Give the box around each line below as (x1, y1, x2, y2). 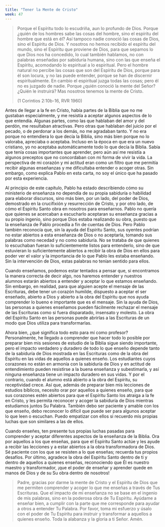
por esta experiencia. (5, 175, 48, 181)
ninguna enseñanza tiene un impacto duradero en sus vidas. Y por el (5, 371, 145, 377)
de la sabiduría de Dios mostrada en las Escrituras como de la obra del (5, 350, 149, 356)
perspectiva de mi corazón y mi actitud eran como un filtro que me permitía (5, 160, 159, 165)
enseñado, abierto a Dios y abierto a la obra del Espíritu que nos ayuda (5, 294, 149, 299)
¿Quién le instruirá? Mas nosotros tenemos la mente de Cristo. (17, 88, 144, 94)
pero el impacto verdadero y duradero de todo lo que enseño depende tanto (5, 345, 160, 351)
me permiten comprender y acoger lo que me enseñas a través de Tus (17, 485, 160, 491)
